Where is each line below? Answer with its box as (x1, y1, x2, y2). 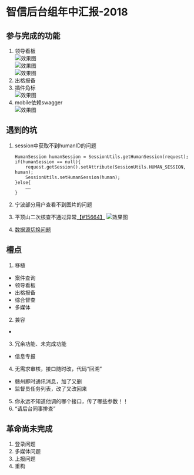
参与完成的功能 (6, 31, 61, 41)
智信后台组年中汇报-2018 (6, 5, 128, 19)
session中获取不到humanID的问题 (14, 142, 97, 149)
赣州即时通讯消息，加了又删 (14, 378, 82, 385)
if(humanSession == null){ (14, 159, 81, 165)
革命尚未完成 (6, 424, 53, 434)
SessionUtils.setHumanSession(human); (25, 174, 121, 180)
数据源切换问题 (14, 226, 51, 233)
